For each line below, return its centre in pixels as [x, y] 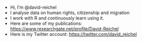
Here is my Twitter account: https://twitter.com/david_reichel [73, 34]
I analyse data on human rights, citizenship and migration [70, 13]
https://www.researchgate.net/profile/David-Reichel [64, 29]
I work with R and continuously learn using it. [57, 18]
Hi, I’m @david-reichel [33, 7]
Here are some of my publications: [46, 23]
